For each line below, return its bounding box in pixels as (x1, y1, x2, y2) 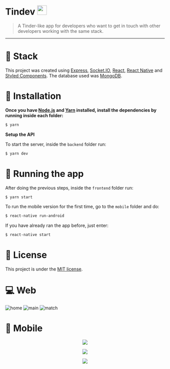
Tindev (5, 6, 35, 18)
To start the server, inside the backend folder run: (5, 141, 106, 147)
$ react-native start (5, 233, 51, 238)
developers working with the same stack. (17, 28, 104, 34)
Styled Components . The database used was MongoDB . (5, 72, 122, 78)
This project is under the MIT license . (5, 266, 83, 272)
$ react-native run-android (5, 213, 65, 218)
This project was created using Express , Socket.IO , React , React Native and (5, 67, 163, 73)
